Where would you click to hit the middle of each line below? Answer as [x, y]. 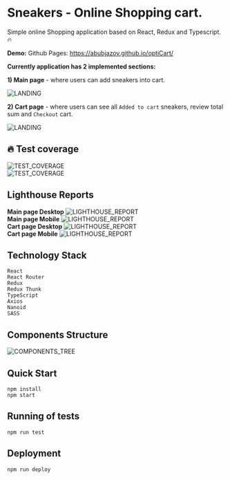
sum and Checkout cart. [40, 114]
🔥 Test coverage [43, 149]
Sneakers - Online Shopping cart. [105, 13]
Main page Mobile [33, 219]
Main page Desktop [36, 212]
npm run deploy [29, 469]
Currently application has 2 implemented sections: [82, 66]
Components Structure [58, 334]
